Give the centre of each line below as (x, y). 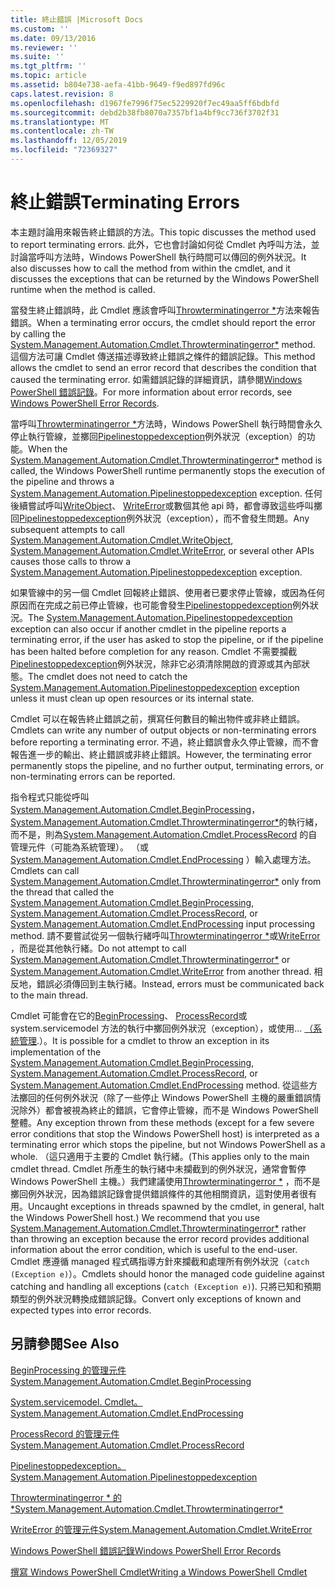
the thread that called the (62, 892)
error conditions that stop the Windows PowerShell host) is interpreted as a (165, 1133)
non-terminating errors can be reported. (93, 776)
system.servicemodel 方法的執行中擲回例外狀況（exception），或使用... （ (162, 1028)
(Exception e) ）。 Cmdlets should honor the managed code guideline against (167, 1273)
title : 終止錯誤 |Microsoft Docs (77, 19)
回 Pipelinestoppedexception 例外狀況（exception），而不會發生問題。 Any (160, 518)
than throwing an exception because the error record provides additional (160, 1238)
